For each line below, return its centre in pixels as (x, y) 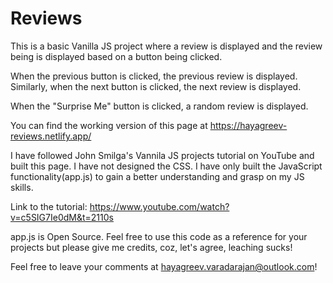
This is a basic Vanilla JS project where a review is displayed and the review (166, 46)
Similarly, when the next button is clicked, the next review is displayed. (156, 86)
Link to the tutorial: (49, 206)
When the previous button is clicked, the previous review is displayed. (154, 76)
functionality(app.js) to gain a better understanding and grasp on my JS (157, 176)
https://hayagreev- (248, 125)
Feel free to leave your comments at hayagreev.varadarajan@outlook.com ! (164, 266)
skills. (22, 187)
